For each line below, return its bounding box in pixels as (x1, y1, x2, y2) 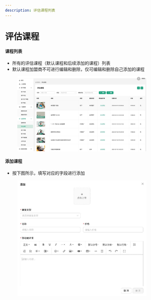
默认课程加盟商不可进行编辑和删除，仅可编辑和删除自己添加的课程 (12, 66, 145, 72)
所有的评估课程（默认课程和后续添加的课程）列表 (12, 60, 111, 66)
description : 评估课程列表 (5, 8, 56, 13)
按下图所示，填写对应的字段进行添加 (12, 170, 85, 176)
